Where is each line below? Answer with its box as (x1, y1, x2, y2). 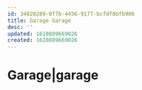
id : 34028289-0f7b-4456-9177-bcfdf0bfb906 (7, 10, 135, 18)
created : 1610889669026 (7, 37, 78, 44)
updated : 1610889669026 (7, 30, 78, 38)
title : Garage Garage (7, 17, 72, 24)
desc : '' (7, 23, 33, 30)
